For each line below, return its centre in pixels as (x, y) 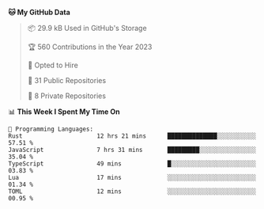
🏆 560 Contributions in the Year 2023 (90, 47)
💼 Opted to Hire (53, 65)
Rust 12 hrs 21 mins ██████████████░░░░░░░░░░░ (132, 136)
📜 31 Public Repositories (67, 80)
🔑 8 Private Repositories (67, 96)
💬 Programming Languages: (51, 129)
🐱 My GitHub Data (40, 12)
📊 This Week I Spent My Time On (64, 112)
